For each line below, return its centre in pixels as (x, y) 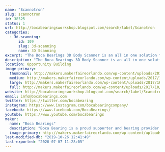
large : (16, 82)
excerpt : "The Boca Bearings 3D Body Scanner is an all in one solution (81, 55)
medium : (17, 78)
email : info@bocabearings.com (36, 96)
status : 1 (15, 23)
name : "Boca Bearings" (33, 124)
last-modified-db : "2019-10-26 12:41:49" (48, 137)
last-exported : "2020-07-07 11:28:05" (45, 142)
